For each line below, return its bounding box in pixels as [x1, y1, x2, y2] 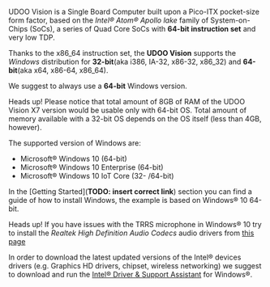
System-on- [210, 15, 251, 25]
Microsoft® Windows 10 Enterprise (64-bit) [19, 162, 164, 172]
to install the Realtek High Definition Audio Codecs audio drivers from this [8, 228, 255, 238]
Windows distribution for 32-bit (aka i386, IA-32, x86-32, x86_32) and [8, 57, 242, 66]
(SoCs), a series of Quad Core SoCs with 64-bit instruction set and [29, 24, 256, 33]
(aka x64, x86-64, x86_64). [17, 65, 109, 75]
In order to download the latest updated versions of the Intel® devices [8, 252, 242, 262]
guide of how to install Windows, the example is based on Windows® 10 [8, 196, 248, 205]
